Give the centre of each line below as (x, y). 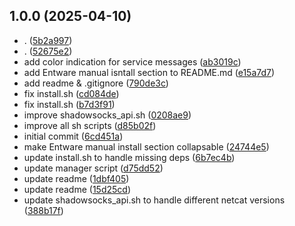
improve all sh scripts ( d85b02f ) (90, 125)
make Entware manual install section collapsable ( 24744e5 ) (146, 146)
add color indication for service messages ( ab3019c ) (132, 61)
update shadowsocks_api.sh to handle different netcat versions (154, 200)
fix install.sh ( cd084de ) (71, 93)
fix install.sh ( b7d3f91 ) (69, 104)
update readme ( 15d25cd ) (77, 189)
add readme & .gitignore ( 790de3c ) (96, 83)
